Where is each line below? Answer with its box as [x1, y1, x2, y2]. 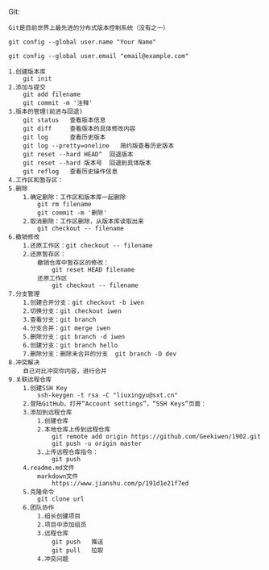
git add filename [23, 90, 81, 98]
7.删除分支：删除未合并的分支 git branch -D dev [23, 350, 177, 358]
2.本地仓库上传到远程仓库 [37, 426, 111, 434]
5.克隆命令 [23, 488, 55, 496]
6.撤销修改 [8, 233, 40, 241]
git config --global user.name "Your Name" [8, 38, 157, 46]
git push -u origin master [51, 439, 143, 447]
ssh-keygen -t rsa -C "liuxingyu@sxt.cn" [37, 391, 179, 399]
